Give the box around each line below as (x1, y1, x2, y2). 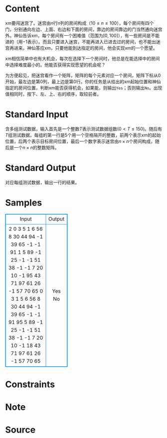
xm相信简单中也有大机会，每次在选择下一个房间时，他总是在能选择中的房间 (5, 55, 160, 61)
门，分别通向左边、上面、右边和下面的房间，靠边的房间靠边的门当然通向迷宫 (5, 26, 163, 32)
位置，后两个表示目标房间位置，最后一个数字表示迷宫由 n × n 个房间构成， (5, 138, 156, 144)
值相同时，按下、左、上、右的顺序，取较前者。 (5, 91, 101, 97)
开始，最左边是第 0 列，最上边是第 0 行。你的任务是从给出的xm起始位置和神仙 (5, 78, 161, 85)
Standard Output (5, 162, 76, 174)
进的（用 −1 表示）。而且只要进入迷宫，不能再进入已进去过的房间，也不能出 (5, 38, 156, 45)
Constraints (5, 379, 55, 390)
